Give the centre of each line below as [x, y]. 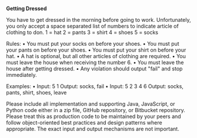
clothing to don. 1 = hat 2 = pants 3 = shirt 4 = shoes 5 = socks [82, 32]
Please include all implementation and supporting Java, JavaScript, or [91, 104]
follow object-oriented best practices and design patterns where [84, 122]
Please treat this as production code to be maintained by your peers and [94, 116]
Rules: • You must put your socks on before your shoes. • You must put [93, 44]
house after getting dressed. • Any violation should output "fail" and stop [94, 69]
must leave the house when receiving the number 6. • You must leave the [95, 62]
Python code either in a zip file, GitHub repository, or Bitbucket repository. [96, 110]
